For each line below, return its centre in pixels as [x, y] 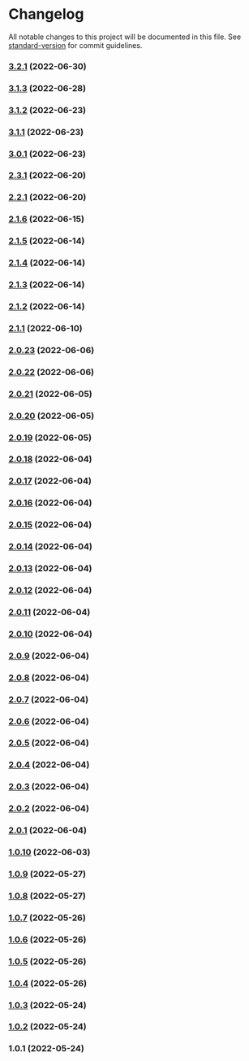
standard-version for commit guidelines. [75, 45]
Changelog [46, 14]
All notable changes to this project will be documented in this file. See [125, 37]
